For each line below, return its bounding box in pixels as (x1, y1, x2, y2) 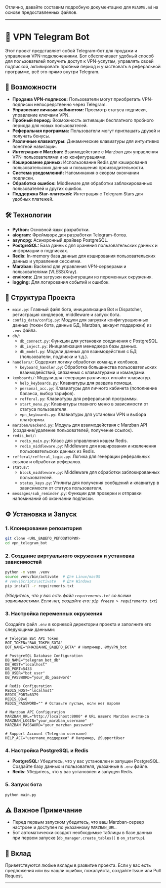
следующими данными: (5, 626, 55, 632)
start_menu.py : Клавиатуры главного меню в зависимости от (19, 401, 149, 407)
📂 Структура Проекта (5, 293, 76, 302)
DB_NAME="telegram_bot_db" (5, 658, 61, 663)
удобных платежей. (12, 196, 54, 202)
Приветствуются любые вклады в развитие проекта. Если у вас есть (5, 862, 151, 868)
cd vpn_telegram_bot (5, 540, 48, 545)
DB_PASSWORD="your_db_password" (5, 675, 72, 680)
